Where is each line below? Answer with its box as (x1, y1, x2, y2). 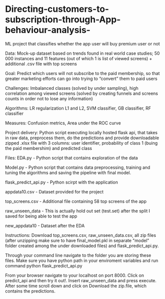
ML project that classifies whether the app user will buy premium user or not (5, 40, 160, 46)
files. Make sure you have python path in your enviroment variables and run (5, 258, 159, 263)
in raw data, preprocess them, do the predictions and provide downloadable (5, 135, 159, 141)
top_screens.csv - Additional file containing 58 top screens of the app (5, 198, 147, 204)
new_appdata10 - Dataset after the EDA (5, 223, 85, 228)
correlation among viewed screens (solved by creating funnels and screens (5, 90, 159, 96)
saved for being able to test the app (5, 213, 77, 219)
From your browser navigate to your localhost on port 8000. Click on (5, 272, 144, 278)
